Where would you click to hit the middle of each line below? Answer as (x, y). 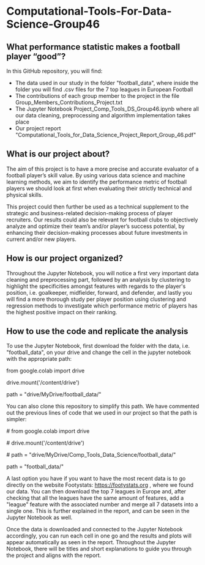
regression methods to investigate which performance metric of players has (102, 305)
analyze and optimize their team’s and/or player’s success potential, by (95, 226)
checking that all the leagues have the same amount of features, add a (95, 498)
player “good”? (36, 56)
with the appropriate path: (39, 359)
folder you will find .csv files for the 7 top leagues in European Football (104, 89)
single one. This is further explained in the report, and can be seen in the (98, 511)
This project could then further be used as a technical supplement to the (98, 207)
